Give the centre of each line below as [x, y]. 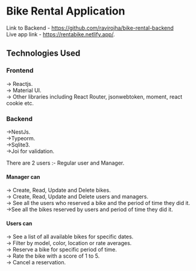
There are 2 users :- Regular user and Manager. [65, 163]
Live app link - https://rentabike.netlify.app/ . [61, 34]
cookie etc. [20, 103]
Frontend [20, 71]
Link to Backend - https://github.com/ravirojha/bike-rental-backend [90, 28]
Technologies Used [43, 54]
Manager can [23, 177]
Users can [19, 223]
